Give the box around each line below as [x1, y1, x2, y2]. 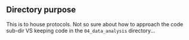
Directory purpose [6, 5, 77, 15]
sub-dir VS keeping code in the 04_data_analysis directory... [6, 27, 156, 34]
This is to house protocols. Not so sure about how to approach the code [6, 20, 184, 27]
